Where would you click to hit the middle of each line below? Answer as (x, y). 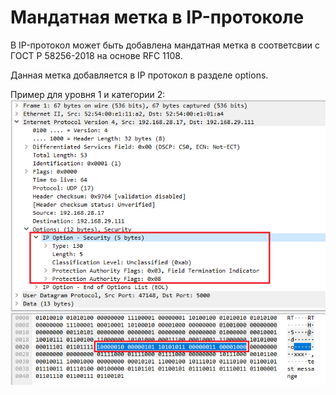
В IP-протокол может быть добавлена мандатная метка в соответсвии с (165, 45)
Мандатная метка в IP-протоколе (157, 17)
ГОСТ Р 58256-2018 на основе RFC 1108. (96, 55)
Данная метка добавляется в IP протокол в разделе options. (139, 75)
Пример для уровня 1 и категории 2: (88, 94)
